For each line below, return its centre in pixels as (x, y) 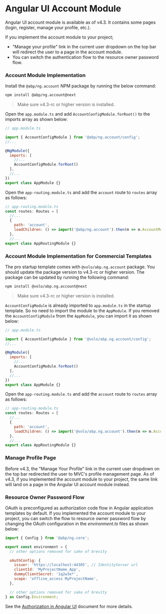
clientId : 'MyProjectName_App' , (47, 570)
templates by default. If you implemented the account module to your (75, 513)
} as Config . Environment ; (32, 597)
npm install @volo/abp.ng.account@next (46, 286)
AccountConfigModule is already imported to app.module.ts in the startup (78, 305)
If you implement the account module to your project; (59, 37)
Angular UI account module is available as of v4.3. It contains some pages (81, 22)
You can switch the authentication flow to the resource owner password (85, 57)
